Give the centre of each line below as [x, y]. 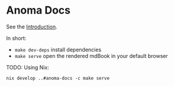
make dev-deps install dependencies [58, 49]
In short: [16, 38]
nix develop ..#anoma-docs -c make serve [58, 78]
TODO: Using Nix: [28, 67]
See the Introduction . [32, 27]
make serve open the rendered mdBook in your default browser [91, 56]
